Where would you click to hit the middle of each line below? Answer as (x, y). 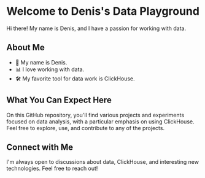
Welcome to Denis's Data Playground (103, 11)
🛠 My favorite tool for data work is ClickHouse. (75, 79)
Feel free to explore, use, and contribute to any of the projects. (85, 128)
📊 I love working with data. (50, 69)
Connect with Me (40, 147)
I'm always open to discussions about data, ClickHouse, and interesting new (103, 162)
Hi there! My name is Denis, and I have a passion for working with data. (96, 28)
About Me (25, 48)
